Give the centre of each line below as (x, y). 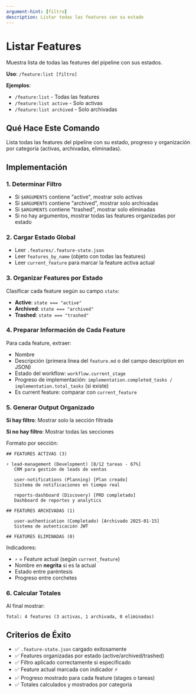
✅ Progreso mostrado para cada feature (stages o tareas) (85, 678)
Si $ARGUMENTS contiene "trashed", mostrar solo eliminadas (85, 209)
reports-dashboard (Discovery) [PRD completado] (75, 496)
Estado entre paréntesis (43, 572)
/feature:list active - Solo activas (59, 103)
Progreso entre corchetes (46, 578)
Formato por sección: (32, 443)
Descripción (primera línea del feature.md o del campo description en (99, 360)
